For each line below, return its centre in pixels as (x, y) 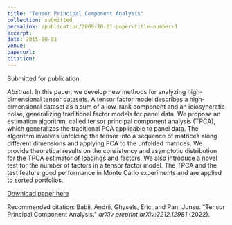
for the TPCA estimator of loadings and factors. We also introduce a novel (113, 158)
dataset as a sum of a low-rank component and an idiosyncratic (134, 106)
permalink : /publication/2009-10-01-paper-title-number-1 (92, 26)
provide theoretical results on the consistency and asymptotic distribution (112, 150)
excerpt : (20, 33)
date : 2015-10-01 (32, 39)
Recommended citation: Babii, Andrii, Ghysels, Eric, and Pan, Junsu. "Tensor (116, 207)
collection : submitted (40, 20)
